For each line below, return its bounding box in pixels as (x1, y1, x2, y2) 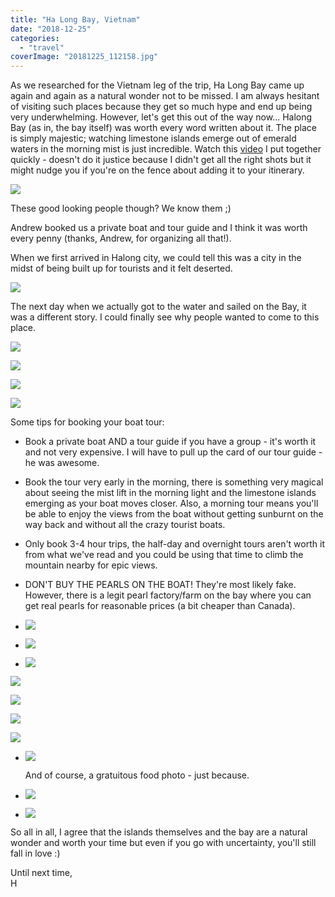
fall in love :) (10, 847, 61, 860)
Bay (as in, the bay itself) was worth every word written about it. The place (10, 122, 317, 134)
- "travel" (19, 42, 65, 53)
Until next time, (10, 867, 73, 879)
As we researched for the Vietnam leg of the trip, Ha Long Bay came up (10, 79, 305, 91)
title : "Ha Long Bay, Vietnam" (10, 14, 141, 25)
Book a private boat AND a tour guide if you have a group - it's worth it (24, 436, 317, 448)
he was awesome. (24, 457, 100, 469)
